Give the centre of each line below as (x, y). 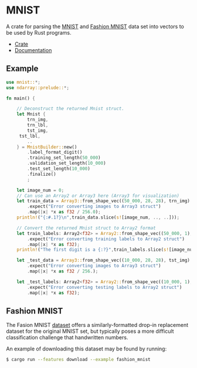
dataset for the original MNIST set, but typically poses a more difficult (90, 331)
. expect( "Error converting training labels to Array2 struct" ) (106, 239)
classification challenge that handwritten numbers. (67, 338)
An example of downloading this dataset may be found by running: (86, 349)
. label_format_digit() (55, 152)
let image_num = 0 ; (40, 190)
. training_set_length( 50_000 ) (64, 158)
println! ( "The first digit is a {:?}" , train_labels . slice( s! (93, 250)
